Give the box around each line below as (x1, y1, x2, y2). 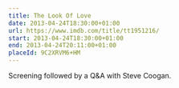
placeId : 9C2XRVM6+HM (8, 49, 81, 57)
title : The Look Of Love (8, 11, 92, 20)
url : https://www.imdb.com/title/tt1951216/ (8, 26, 160, 34)
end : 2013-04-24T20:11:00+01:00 (8, 42, 116, 50)
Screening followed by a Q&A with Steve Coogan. (8, 71, 172, 80)
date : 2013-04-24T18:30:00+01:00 (8, 19, 120, 27)
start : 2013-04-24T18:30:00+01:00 (8, 34, 124, 42)
